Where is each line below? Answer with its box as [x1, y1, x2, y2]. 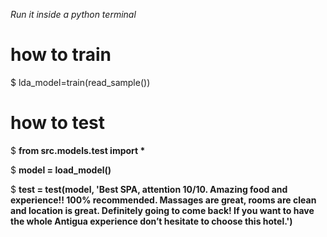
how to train [10, 44, 112, 66]
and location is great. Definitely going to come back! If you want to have [10, 204, 315, 216]
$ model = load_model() [10, 164, 112, 176]
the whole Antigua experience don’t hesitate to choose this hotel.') [10, 215, 293, 227]
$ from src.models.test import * [10, 144, 146, 156]
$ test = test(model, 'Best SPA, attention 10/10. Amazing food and [10, 183, 288, 195]
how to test [10, 112, 106, 134]
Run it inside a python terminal [10, 9, 137, 20]
